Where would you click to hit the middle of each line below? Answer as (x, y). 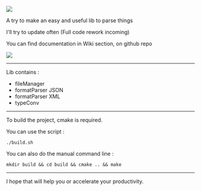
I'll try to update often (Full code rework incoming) (68, 32)
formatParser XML (38, 96)
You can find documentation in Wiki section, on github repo (79, 44)
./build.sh (20, 143)
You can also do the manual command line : (60, 154)
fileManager (30, 84)
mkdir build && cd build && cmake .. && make (64, 165)
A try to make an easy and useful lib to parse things (70, 20)
